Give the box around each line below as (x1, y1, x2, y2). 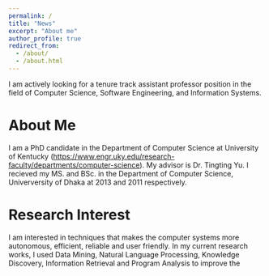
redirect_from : (8, 42, 60, 50)
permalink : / (8, 11, 53, 20)
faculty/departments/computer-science (8, 159, 140, 170)
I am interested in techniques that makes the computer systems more (8, 232, 240, 242)
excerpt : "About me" (8, 27, 79, 35)
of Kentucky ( (8, 151, 54, 161)
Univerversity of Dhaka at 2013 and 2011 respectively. (8, 177, 188, 187)
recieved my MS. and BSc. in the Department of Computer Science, (8, 168, 233, 178)
